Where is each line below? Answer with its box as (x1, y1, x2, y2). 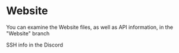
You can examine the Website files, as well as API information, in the (6, 24, 174, 31)
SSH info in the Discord (6, 41, 64, 48)
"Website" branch (6, 29, 50, 37)
